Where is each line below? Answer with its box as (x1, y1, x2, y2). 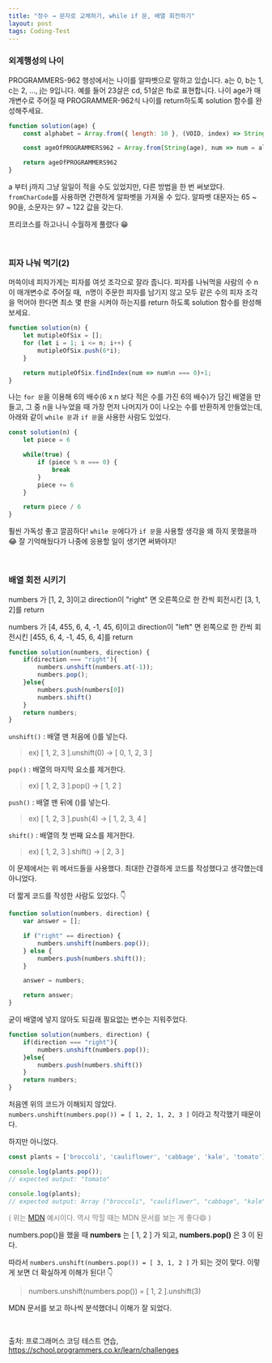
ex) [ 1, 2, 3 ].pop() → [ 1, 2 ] (28, 780, 121, 791)
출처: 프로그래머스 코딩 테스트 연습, (8, 1336, 119, 1346)
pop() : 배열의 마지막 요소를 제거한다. (8, 764, 125, 775)
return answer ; (23, 991, 74, 1000)
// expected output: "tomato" (8, 1175, 111, 1183)
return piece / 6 (23, 503, 82, 511)
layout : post (8, 19, 53, 28)
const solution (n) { (8, 428, 79, 436)
